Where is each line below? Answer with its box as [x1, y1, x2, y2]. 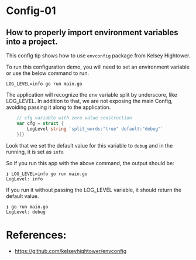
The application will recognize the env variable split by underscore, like [6, 91, 177, 98]
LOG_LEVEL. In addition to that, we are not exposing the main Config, [6, 98, 173, 104]
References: [6, 228, 67, 241]
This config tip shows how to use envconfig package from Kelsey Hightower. [6, 52, 191, 59]
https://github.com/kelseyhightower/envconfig [14, 248, 127, 255]
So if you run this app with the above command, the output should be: [6, 159, 174, 166]
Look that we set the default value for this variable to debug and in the [6, 142, 173, 149]
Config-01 [6, 4, 57, 18]
